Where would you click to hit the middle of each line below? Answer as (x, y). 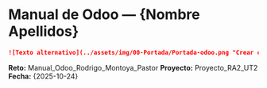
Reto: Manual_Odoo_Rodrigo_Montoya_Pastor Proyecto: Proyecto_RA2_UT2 (133, 67)
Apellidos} (44, 31)
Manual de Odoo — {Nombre (104, 15)
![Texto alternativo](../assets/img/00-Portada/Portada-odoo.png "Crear (131, 52)
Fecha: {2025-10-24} (43, 76)
